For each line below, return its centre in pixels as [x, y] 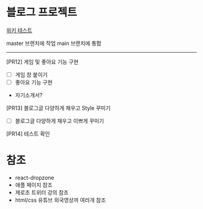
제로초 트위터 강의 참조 [42, 193]
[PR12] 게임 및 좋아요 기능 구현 [42, 62]
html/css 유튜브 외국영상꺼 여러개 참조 [60, 200]
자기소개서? [29, 95]
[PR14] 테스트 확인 [28, 134]
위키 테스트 [19, 30]
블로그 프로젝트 [42, 12]
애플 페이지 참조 [34, 185]
